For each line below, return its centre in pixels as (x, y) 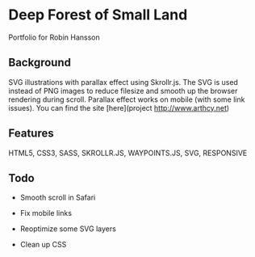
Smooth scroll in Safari (58, 198)
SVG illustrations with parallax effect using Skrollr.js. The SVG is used (123, 82)
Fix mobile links (46, 213)
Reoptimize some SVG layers (68, 229)
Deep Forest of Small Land (98, 15)
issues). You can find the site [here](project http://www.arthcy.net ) (119, 107)
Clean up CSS (43, 245)
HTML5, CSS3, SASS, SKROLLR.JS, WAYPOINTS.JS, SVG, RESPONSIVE (128, 153)
